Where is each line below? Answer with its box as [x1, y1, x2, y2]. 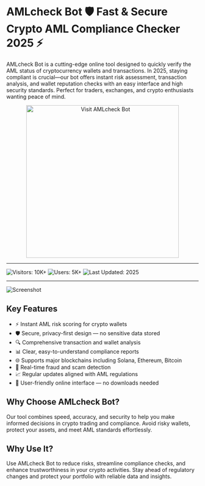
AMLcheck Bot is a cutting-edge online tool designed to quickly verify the [6, 60, 192, 68]
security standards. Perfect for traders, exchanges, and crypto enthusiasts [6, 86, 194, 93]
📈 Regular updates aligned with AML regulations [15, 370, 138, 377]
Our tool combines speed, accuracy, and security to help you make [6, 413, 175, 420]
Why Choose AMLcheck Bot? [6, 397, 120, 407]
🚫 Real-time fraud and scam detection [15, 363, 111, 371]
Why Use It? [6, 443, 54, 454]
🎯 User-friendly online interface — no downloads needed [15, 379, 159, 386]
